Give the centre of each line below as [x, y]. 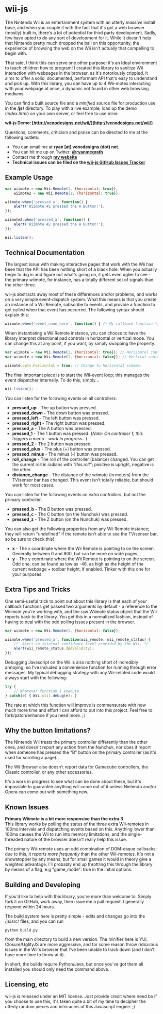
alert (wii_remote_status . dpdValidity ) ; [54, 648]
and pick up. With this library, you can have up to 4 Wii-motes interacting [78, 83]
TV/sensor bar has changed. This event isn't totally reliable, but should [83, 480]
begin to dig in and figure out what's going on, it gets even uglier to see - [78, 275]
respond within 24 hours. [30, 907]
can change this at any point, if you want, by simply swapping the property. [80, 344]
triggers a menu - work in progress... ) [49, 438]
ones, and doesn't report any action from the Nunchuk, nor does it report [78, 747]
